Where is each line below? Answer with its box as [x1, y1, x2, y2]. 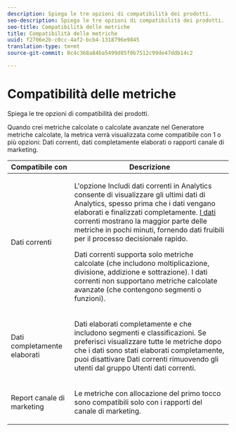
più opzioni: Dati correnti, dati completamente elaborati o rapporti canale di [7, 138, 225, 146]
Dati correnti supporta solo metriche [74, 249, 194, 259]
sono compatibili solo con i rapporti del [74, 397, 202, 407]
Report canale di [11, 393, 65, 402]
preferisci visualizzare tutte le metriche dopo [74, 336, 222, 346]
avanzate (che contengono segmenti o [74, 284, 202, 294]
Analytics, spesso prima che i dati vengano [74, 198, 216, 208]
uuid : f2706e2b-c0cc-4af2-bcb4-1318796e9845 [7, 37, 140, 44]
